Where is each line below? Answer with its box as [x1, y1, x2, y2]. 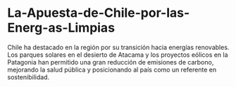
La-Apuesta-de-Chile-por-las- [7, 5, 190, 21]
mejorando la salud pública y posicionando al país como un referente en [7, 65, 217, 74]
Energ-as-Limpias [7, 20, 115, 36]
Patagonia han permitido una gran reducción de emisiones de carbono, [7, 58, 214, 66]
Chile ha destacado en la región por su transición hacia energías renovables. [7, 43, 230, 51]
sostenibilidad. [7, 72, 50, 81]
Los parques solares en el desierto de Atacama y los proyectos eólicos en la [7, 51, 228, 59]
